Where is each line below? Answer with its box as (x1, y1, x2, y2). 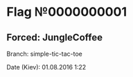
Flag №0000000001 (6, 4, 127, 20)
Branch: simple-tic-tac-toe (6, 49, 82, 58)
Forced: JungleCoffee (6, 32, 103, 43)
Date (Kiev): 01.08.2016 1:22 (6, 63, 87, 71)
